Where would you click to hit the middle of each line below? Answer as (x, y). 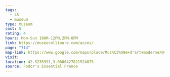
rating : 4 (16, 33)
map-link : (16, 52)
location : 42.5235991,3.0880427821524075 (50, 62)
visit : (12, 57)
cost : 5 (13, 29)
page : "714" (18, 48)
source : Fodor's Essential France (42, 66)
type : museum (19, 24)
